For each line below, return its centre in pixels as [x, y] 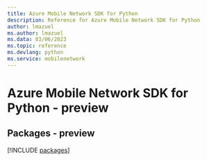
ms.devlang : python [35, 53]
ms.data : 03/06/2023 [37, 40]
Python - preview [58, 108]
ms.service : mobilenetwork [46, 59]
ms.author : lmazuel [35, 33]
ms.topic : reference [37, 46]
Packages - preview [51, 134]
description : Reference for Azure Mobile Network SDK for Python [104, 20]
